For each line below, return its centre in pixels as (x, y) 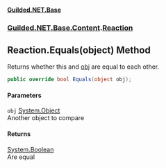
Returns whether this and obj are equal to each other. (83, 67)
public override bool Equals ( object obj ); (69, 80)
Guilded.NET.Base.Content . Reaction (70, 28)
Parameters (24, 95)
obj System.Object (34, 110)
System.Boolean (31, 149)
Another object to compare (46, 118)
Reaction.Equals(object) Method (79, 50)
